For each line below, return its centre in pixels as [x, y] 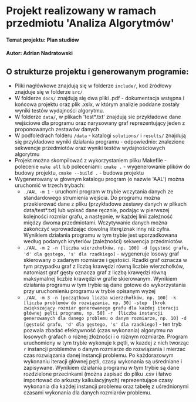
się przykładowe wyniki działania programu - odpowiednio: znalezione [99, 142]
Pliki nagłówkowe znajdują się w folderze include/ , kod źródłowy [93, 86]
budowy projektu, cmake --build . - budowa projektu [79, 173]
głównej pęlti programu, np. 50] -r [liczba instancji [93, 314]
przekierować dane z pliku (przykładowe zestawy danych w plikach [105, 204]
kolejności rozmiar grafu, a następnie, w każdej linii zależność [98, 217]
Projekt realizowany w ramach [81, 11]
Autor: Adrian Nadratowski [40, 53]
